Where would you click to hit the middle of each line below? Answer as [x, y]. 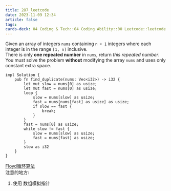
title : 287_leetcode [27, 10]
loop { [31, 93]
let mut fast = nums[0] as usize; [60, 89]
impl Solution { [23, 75]
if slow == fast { [52, 107]
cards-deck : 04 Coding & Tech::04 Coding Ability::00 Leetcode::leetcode [86, 29]
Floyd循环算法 [20, 166]
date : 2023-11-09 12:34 [31, 15]
